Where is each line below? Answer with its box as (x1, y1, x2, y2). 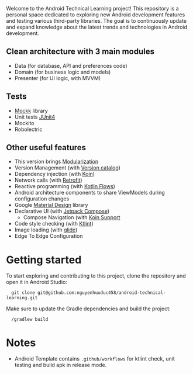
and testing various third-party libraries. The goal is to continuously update (6, 18, 187, 24)
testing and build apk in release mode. (14, 362, 107, 369)
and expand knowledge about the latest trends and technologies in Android (6, 23, 188, 30)
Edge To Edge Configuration (14, 233, 83, 240)
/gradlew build (11, 317, 49, 323)
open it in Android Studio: (6, 279, 67, 286)
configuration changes (14, 195, 70, 202)
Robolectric (14, 126, 43, 133)
